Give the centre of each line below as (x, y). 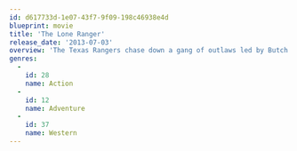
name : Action (49, 83)
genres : (24, 59)
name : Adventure (56, 108)
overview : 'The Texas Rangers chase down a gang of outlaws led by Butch (149, 51)
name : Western (51, 133)
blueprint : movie (41, 26)
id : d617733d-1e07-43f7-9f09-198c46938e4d (89, 17)
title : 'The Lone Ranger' (57, 34)
